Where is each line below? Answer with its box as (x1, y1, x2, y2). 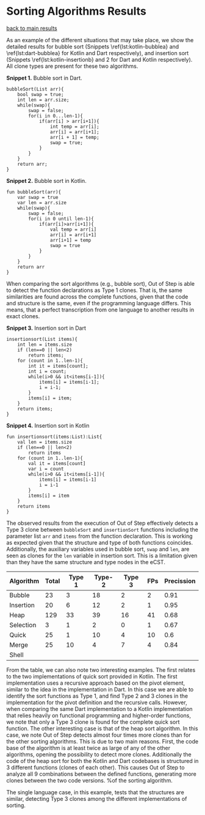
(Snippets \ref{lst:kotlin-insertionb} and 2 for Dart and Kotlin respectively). (6, 56, 193, 63)
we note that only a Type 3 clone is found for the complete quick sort (6, 718, 180, 726)
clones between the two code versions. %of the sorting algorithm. (6, 776, 173, 784)
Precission (164, 576, 196, 585)
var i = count (28, 466, 64, 472)
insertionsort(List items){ (6, 336, 78, 342)
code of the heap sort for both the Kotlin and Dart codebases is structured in (6, 757, 199, 764)
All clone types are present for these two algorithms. (6, 62, 138, 70)
